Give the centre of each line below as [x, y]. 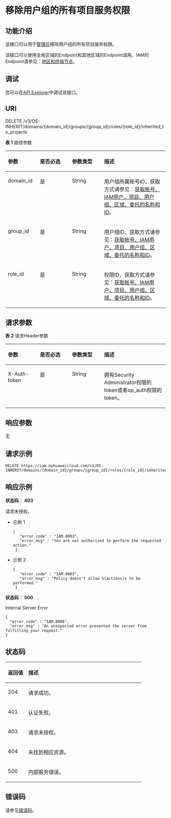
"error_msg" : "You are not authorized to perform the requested [90, 541]
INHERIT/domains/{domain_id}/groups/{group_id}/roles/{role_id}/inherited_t [84, 126]
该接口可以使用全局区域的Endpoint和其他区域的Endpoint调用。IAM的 [77, 55]
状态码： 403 [19, 500]
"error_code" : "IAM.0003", [49, 574]
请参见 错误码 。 [21, 810]
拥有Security [119, 375]
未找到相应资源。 [49, 752]
